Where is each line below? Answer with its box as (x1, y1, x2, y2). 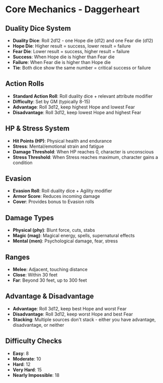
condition (12, 160, 33, 166)
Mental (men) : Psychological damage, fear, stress (12, 238, 118, 244)
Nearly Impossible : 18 (12, 372, 60, 378)
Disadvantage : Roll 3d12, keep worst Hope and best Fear (12, 311, 133, 317)
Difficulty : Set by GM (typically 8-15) (12, 98, 91, 104)
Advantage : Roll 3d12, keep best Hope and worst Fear (12, 305, 127, 311)
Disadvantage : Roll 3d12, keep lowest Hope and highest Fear (12, 109, 142, 116)
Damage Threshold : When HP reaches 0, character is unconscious (12, 148, 154, 154)
